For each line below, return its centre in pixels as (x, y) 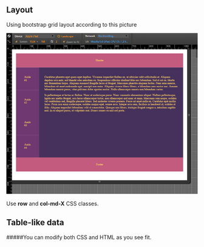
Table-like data (35, 222)
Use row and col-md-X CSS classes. (53, 203)
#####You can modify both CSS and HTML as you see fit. (79, 237)
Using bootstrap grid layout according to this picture (72, 24)
